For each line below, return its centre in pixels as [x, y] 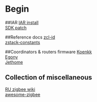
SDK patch [16, 27]
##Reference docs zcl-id [30, 37]
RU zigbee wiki [20, 89]
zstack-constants [23, 42]
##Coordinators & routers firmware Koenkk [48, 52]
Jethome [14, 62]
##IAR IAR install [22, 22]
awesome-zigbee [23, 94]
